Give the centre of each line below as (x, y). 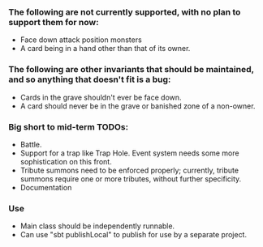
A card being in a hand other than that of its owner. (105, 49)
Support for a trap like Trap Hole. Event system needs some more (129, 153)
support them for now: (54, 22)
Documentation (46, 187)
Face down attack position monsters (81, 40)
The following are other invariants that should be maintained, (131, 70)
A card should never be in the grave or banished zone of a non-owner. (138, 106)
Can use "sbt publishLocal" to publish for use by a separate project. (134, 235)
